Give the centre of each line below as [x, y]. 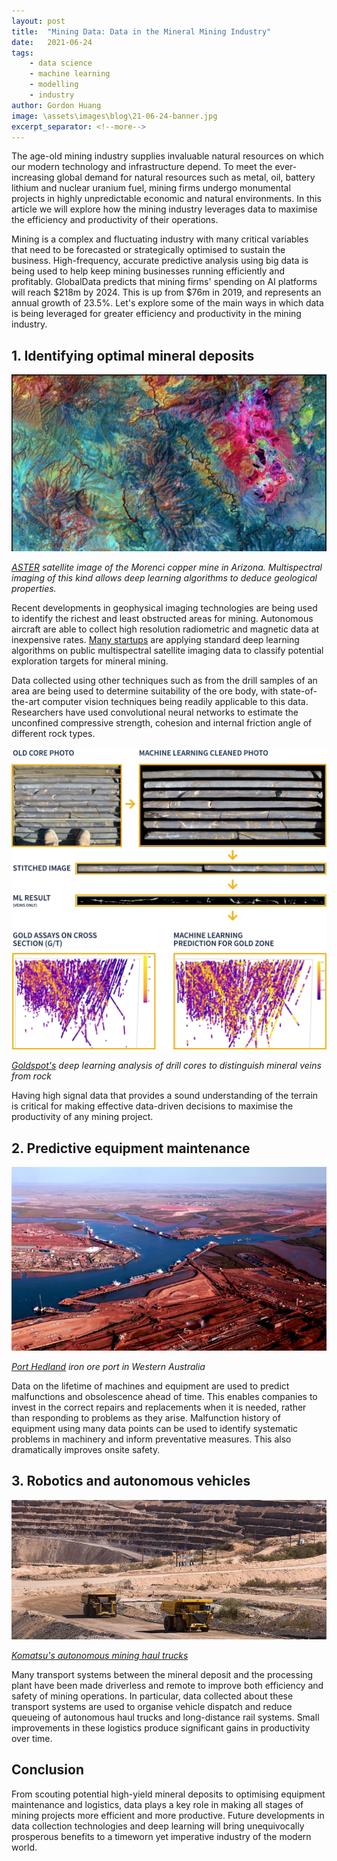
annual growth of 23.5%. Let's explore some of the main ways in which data [167, 303]
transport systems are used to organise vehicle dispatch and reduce [152, 1706]
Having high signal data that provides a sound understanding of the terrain [165, 1096]
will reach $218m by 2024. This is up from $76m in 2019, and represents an [166, 292]
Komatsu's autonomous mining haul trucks [100, 1655]
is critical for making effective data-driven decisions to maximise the [152, 1106]
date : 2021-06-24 [52, 42]
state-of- [299, 691]
